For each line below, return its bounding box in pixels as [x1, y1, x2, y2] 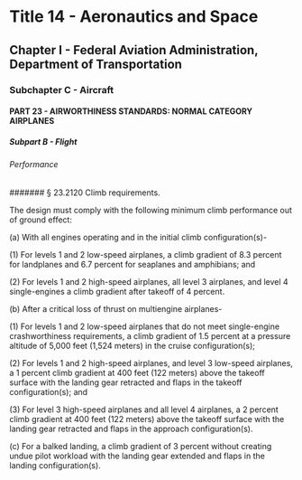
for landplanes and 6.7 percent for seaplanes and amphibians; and [9, 259, 256, 269]
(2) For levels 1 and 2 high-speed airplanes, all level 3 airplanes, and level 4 [9, 276, 288, 287]
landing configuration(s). [9, 459, 101, 471]
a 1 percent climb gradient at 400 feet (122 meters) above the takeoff [9, 367, 265, 378]
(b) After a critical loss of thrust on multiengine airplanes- [9, 303, 223, 314]
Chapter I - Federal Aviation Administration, [9, 42, 259, 58]
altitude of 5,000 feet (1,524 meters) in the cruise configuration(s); [9, 340, 255, 351]
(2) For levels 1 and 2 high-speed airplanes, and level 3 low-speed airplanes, [9, 357, 293, 368]
